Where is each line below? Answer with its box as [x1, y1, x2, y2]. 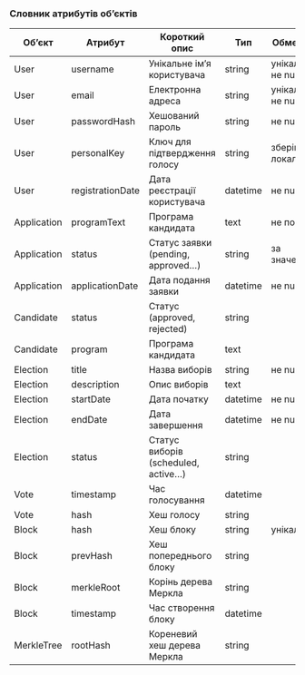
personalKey [71, 147, 125, 160]
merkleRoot [71, 582, 121, 594]
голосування [148, 494, 206, 506]
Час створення [148, 602, 215, 614]
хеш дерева [148, 639, 202, 651]
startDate [71, 393, 112, 406]
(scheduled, [148, 456, 200, 469]
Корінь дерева [148, 575, 213, 588]
